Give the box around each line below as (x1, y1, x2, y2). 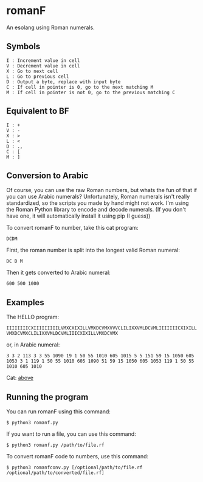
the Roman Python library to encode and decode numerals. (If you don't (6, 206, 187, 213)
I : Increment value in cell (6, 57, 80, 64)
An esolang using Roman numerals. (6, 24, 95, 31)
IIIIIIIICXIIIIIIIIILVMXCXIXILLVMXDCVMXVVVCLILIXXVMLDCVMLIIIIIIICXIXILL (6, 325, 198, 331)
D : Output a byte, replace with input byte (6, 78, 121, 85)
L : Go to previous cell (6, 74, 69, 80)
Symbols (6, 41, 41, 52)
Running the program (6, 391, 89, 402)
